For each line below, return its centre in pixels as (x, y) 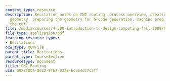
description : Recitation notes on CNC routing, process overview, (77, 15)
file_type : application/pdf (35, 33)
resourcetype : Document (30, 61)
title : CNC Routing (26, 66)
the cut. (19, 24)
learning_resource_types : (32, 38)
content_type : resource (30, 10)
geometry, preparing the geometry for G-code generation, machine (81, 19)
